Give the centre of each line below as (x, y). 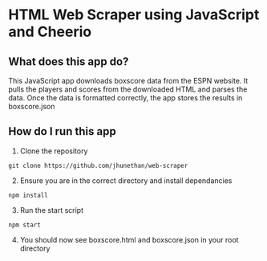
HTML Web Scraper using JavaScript (134, 15)
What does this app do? (69, 61)
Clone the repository (54, 151)
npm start (25, 225)
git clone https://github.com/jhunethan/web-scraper (98, 165)
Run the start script (52, 210)
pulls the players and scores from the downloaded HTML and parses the (128, 89)
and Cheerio (50, 32)
